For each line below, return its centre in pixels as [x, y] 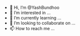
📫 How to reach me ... [32, 28]
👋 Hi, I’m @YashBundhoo [34, 8]
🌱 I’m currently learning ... [35, 18]
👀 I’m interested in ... [30, 13]
